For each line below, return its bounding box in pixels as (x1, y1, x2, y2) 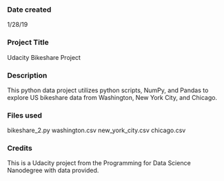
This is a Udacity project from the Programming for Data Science (7, 159, 191, 167)
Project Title (7, 38, 50, 47)
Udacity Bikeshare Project (7, 53, 81, 61)
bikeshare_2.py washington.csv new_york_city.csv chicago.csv (7, 126, 186, 135)
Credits (7, 143, 32, 153)
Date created (7, 5, 52, 14)
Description (7, 70, 48, 80)
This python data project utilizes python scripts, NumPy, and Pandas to (7, 86, 209, 94)
